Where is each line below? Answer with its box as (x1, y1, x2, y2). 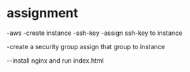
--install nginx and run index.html (6, 56, 104, 65)
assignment (6, 5, 79, 21)
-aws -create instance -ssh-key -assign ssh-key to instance (6, 29, 183, 37)
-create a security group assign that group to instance (6, 42, 165, 51)
